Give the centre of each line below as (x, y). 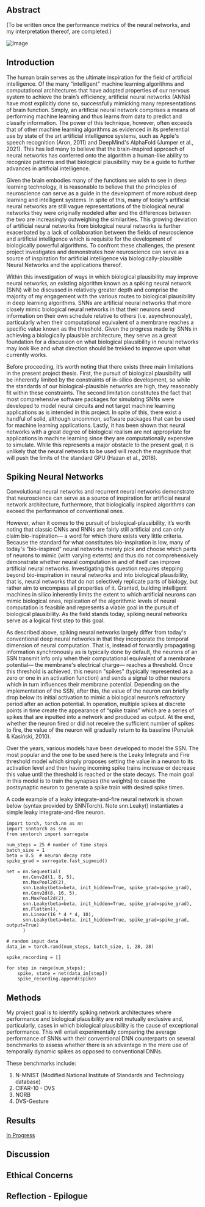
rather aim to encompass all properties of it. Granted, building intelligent (97, 588)
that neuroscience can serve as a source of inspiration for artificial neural (99, 498)
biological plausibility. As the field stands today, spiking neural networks (97, 614)
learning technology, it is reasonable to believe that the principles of (92, 187)
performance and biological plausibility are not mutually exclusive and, (95, 1019)
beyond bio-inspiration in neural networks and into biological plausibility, (98, 575)
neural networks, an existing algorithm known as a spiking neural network (99, 283)
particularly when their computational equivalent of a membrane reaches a (100, 322)
